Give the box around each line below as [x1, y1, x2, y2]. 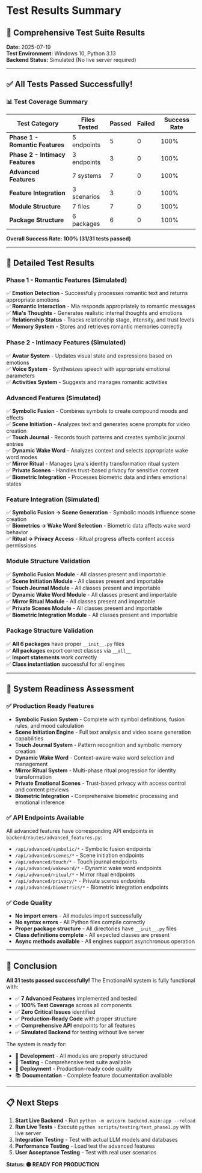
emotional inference [14, 799, 65, 806]
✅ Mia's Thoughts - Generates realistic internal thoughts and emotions [6, 309, 183, 317]
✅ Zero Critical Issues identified [14, 1008, 96, 1016]
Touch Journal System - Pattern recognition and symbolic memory [14, 741, 182, 748]
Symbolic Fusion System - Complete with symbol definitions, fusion [14, 716, 185, 723]
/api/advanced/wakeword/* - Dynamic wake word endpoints [14, 864, 162, 871]
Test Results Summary [6, 4, 121, 17]
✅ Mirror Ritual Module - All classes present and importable [6, 597, 156, 605]
